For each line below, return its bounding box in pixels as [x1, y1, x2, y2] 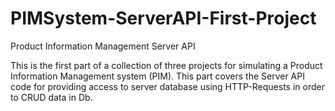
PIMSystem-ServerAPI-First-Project [10, 7, 317, 30]
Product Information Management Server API [10, 40, 196, 52]
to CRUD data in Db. [10, 91, 93, 103]
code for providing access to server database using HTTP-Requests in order [10, 80, 325, 92]
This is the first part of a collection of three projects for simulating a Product [10, 59, 323, 71]
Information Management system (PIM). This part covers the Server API [10, 70, 305, 82]
